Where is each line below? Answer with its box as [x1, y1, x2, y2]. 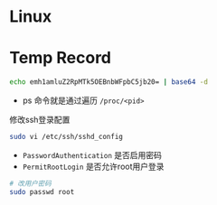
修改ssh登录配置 [9, 115, 71, 125]
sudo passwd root [9, 187, 75, 196]
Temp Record [9, 48, 111, 69]
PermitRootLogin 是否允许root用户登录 [22, 161, 165, 172]
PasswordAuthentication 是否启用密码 [22, 149, 163, 160]
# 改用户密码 [9, 179, 52, 188]
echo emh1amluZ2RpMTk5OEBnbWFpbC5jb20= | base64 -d [9, 78, 208, 87]
